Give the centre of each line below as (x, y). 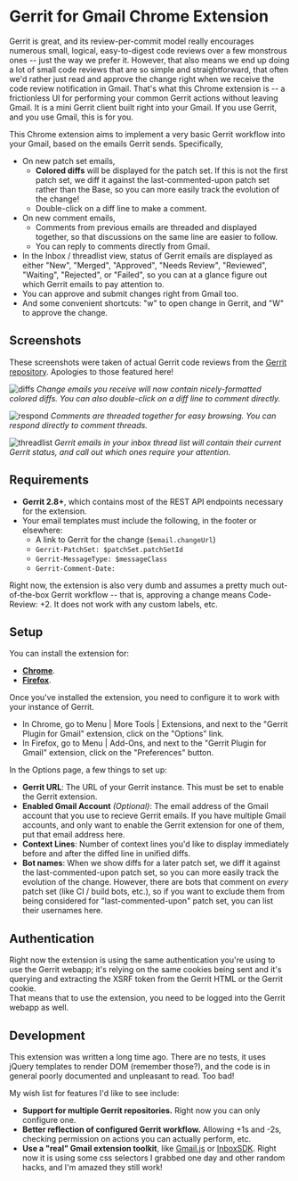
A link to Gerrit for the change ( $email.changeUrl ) (125, 539)
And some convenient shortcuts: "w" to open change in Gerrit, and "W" (153, 303)
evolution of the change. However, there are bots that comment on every (155, 882)
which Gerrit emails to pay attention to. (93, 284)
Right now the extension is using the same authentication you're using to (142, 960)
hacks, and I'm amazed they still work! (92, 1167)
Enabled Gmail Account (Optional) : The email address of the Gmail (145, 806)
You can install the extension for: (69, 654)
